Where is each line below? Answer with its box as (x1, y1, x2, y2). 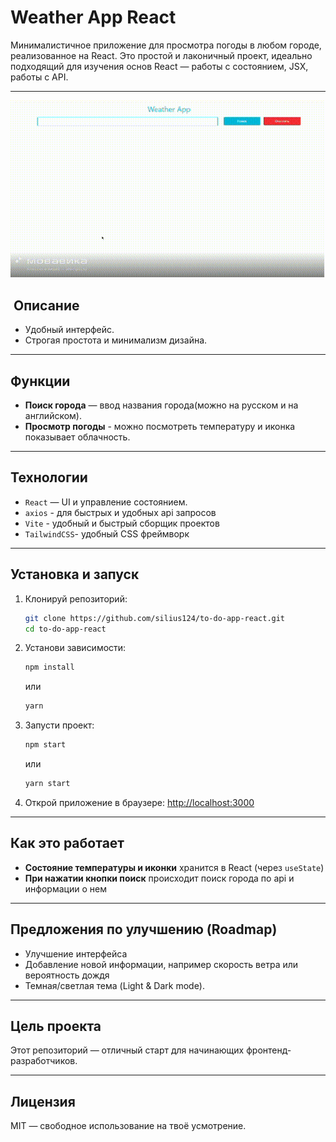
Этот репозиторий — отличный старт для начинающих (10, 1044, 245, 1056)
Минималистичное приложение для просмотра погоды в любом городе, (10, 39, 322, 51)
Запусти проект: (24, 719, 95, 731)
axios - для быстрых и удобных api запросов (24, 506, 217, 518)
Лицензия (10, 1093, 76, 1110)
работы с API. (10, 71, 69, 83)
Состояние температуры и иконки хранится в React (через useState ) (24, 861, 325, 873)
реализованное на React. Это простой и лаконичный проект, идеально (10, 49, 313, 61)
